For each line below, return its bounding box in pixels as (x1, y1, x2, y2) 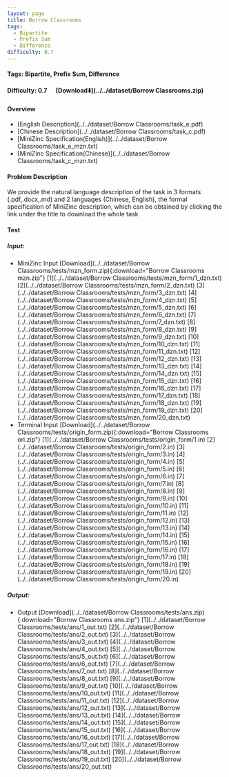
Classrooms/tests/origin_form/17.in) (76, 553, 177, 561)
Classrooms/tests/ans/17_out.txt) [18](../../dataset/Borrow (17, 740, 179, 749)
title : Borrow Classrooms (7, 17, 81, 24)
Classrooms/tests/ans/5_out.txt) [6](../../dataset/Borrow (17, 653, 176, 660)
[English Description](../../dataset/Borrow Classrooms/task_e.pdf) (17, 120, 203, 129)
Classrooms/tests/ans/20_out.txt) (17, 762, 112, 771)
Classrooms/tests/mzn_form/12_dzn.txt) (76, 355, 190, 363)
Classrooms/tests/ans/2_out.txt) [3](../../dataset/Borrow (17, 630, 176, 638)
